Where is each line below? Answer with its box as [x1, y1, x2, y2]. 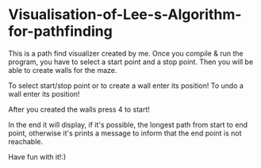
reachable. [8, 136, 44, 146]
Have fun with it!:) [8, 152, 67, 162]
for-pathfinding [8, 22, 113, 40]
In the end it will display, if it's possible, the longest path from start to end [8, 120, 248, 129]
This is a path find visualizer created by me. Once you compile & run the [8, 48, 244, 58]
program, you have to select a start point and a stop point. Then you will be [8, 57, 254, 67]
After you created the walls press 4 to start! [8, 105, 151, 114]
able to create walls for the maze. [8, 65, 117, 74]
